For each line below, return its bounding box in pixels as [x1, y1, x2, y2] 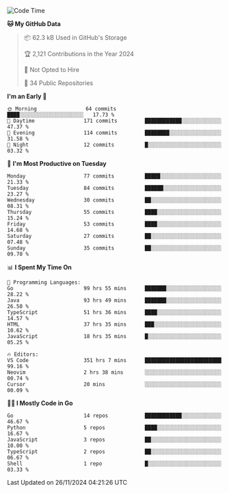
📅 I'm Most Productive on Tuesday [7, 160, 107, 167]
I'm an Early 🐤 [7, 93, 47, 100]
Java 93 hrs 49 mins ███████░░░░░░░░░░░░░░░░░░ [7, 297, 222, 304]
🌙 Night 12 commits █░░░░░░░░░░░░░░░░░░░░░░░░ [7, 141, 222, 148]
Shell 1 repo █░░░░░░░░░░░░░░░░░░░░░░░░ [7, 460, 222, 467]
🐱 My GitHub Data [7, 20, 62, 27]
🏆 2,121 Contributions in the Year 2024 [23, 50, 135, 58]
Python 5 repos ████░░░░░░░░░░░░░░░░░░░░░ [7, 424, 222, 431]
